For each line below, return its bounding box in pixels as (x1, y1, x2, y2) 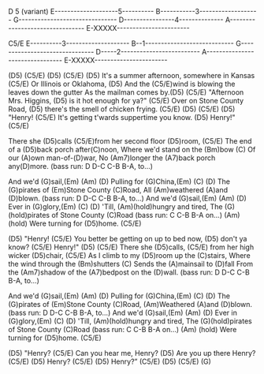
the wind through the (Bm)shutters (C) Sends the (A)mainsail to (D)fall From (8, 260, 254, 268)
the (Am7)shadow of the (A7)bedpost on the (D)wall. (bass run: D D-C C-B (8, 267, 250, 277)
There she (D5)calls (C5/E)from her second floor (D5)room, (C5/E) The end (8, 137, 252, 145)
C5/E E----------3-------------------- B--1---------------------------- (8, 39, 234, 48)
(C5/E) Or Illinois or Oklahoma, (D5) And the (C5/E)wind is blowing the (8, 79, 236, 88)
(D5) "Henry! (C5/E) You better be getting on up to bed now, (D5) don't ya (8, 234, 247, 243)
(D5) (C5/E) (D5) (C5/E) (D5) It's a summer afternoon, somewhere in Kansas (8, 71, 255, 80)
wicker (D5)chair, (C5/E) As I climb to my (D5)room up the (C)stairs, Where (8, 251, 251, 260)
